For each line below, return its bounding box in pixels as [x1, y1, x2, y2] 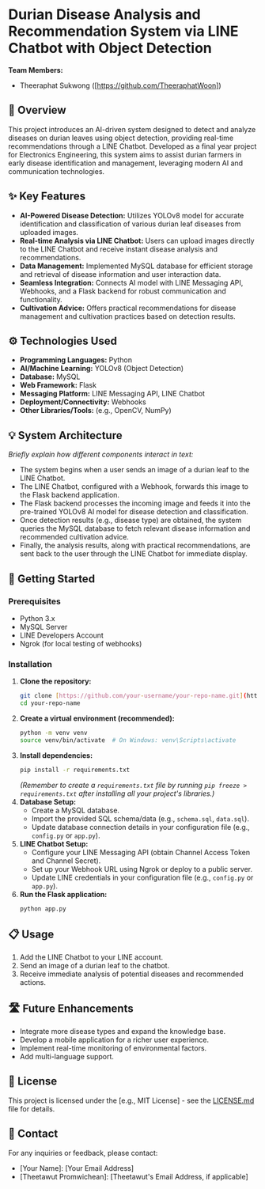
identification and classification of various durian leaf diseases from [19, 219, 241, 229]
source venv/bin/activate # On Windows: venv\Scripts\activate [19, 736, 237, 744]
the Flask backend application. [19, 490, 120, 500]
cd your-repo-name [19, 699, 81, 707]
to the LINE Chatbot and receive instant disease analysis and [19, 244, 218, 254]
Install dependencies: [19, 750, 93, 760]
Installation [8, 658, 53, 669]
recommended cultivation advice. [19, 532, 129, 542]
